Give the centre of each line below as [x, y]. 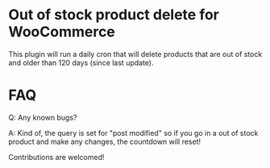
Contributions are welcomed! [56, 157]
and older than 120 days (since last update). [81, 63]
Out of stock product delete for [114, 15]
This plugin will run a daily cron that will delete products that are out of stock [135, 54]
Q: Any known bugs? [43, 117]
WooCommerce [62, 32]
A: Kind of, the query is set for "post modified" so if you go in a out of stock [133, 133]
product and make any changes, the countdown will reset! [105, 141]
